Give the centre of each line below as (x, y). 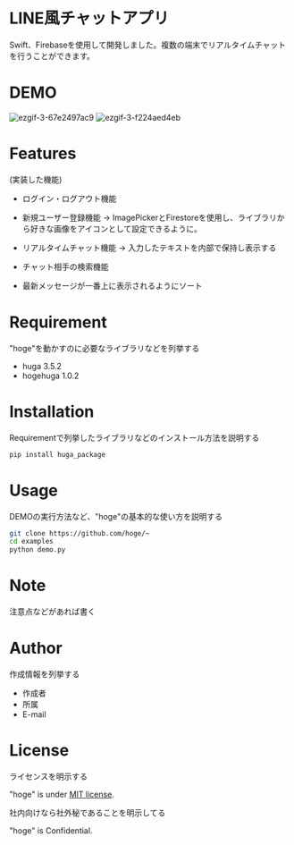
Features (43, 154)
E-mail (34, 714)
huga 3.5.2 (42, 366)
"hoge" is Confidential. (51, 830)
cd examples (31, 542)
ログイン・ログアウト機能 (69, 199)
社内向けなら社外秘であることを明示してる (88, 812)
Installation (52, 411)
